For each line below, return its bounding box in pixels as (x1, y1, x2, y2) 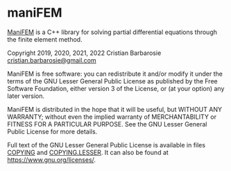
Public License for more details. (7, 127, 98, 136)
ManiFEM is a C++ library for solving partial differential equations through (7, 28, 217, 36)
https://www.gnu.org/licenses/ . (7, 155, 96, 164)
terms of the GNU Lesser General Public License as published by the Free (7, 76, 218, 85)
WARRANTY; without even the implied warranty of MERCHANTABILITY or (7, 113, 217, 121)
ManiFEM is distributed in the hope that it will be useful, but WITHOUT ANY (7, 105, 222, 113)
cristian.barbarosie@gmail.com (7, 56, 97, 64)
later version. (7, 92, 45, 100)
